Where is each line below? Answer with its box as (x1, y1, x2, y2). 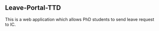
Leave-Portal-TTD (5, 4, 61, 12)
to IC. (5, 21, 16, 27)
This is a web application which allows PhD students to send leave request (5, 16, 155, 22)
